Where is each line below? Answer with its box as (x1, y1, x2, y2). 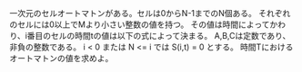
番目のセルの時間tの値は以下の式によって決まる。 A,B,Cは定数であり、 (26, 31, 291, 40)
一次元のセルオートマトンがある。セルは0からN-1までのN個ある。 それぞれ (9, 8, 291, 18)
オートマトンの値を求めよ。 (9, 53, 114, 63)
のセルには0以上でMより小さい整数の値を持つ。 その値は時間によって (9, 19, 270, 30)
